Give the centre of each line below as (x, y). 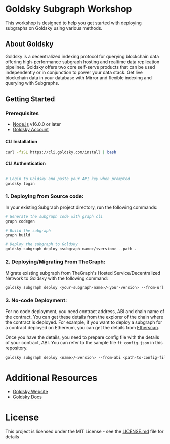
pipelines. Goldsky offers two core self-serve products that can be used (80, 67)
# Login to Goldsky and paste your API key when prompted (68, 179)
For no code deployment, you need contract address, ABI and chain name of (85, 312)
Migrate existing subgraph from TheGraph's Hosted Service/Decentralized (83, 273)
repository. (16, 348)
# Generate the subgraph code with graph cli (54, 216)
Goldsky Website (30, 392)
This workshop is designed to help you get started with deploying (73, 23)
